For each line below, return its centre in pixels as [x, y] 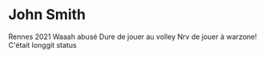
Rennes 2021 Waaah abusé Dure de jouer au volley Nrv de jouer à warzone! [133, 37]
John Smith [47, 15]
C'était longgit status [43, 44]
